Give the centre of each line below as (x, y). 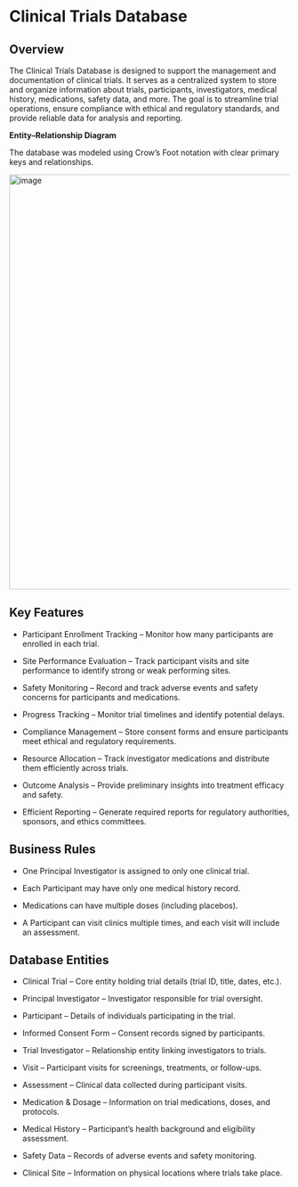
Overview (37, 49)
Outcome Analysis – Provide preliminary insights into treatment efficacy (153, 785)
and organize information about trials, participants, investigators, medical (143, 90)
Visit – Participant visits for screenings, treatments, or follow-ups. (142, 1068)
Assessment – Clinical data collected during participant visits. (134, 1085)
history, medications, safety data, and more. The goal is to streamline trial (144, 99)
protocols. (40, 1112)
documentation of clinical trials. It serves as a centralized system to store (143, 80)
